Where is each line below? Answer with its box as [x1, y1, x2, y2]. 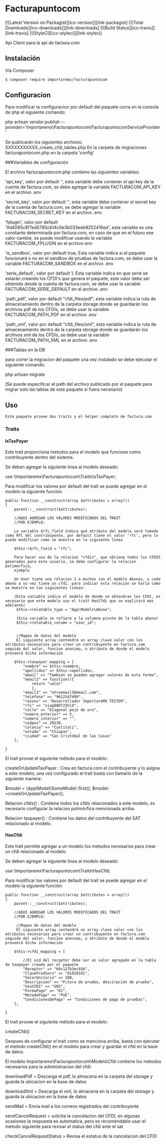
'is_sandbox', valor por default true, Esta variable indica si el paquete [5, 250, 146, 256]
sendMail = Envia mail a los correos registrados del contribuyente [5, 1103, 139, 1109]
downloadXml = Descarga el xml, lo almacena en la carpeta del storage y [5, 1088, 155, 1094]
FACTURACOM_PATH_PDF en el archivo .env [5, 312, 97, 318]
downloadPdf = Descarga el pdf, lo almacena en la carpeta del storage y [5, 1073, 153, 1079]
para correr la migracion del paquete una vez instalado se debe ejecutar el [5, 357, 158, 363]
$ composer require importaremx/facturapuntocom [5, 77, 108, 82]
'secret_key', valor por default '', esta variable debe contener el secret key [5, 199, 157, 205]
